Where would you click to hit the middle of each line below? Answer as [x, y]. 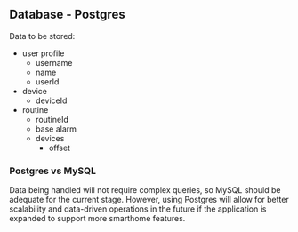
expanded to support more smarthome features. [97, 219]
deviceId [51, 100]
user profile [43, 53]
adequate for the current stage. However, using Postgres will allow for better [149, 200]
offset [60, 148]
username [54, 62]
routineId [52, 119]
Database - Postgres [68, 15]
